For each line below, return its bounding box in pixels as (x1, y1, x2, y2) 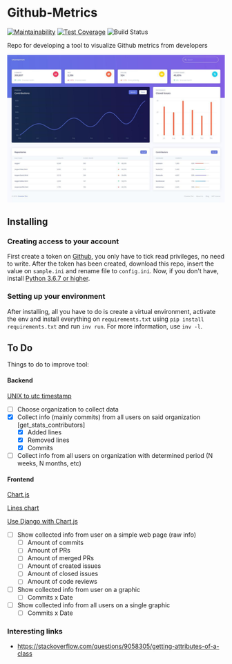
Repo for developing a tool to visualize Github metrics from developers (7, 41, 209, 49)
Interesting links (7, 626, 64, 636)
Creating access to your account (7, 237, 119, 246)
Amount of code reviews (27, 578, 98, 586)
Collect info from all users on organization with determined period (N (17, 451, 213, 459)
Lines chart (7, 504, 39, 513)
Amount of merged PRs (27, 554, 95, 562)
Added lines (27, 427, 62, 436)
